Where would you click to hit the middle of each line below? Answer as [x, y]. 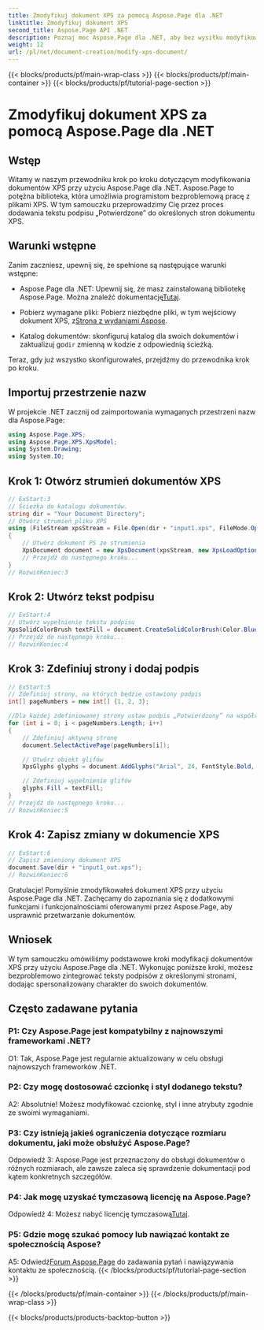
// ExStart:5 [29, 687]
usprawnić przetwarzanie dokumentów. [72, 915]
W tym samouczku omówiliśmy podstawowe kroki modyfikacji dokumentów [131, 959]
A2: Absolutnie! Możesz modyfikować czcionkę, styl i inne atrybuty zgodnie [131, 1104]
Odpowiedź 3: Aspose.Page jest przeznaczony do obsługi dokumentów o [127, 1160]
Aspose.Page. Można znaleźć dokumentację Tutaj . [100, 297]
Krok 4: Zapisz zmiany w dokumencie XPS [114, 835]
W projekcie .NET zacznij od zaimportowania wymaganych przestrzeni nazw [132, 411]
